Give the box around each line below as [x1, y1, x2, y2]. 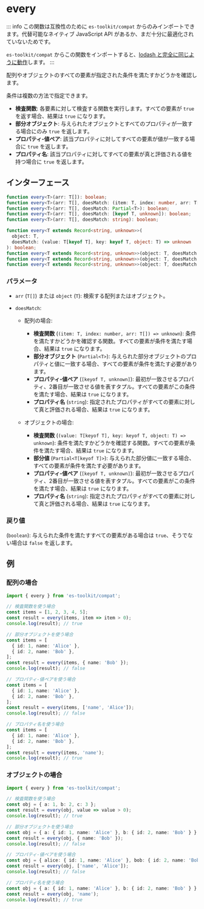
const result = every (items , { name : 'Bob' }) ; [6, 660, 129, 666]
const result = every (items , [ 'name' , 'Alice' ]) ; [6, 705, 135, 711]
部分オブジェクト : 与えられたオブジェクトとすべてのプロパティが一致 [15, 120, 188, 127]
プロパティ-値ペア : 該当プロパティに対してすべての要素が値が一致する [15, 135, 190, 142]
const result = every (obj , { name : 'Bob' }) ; [6, 835, 123, 841]
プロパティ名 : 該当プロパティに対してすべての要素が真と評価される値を [15, 150, 193, 157]
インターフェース [6, 178, 70, 188]
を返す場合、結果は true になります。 [15, 112, 109, 120]
